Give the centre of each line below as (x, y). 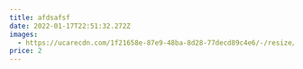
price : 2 (26, 51)
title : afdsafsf (40, 17)
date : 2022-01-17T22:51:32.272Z (70, 26)
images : (24, 34)
